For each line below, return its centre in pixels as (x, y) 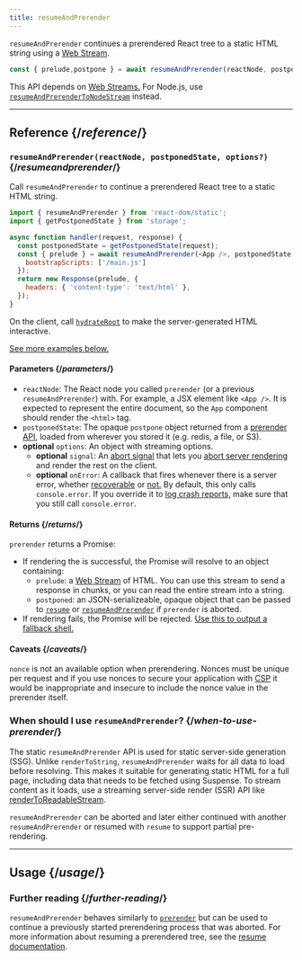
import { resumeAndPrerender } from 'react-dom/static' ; (118, 213)
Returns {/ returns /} (46, 524)
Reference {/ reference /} (79, 133)
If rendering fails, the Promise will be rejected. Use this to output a (145, 619)
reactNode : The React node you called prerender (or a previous (138, 389)
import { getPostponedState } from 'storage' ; (98, 221)
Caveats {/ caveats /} (49, 649)
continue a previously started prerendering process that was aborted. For (145, 928)
